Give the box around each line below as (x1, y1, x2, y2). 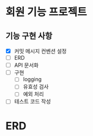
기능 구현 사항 (5, 31, 53, 41)
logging (23, 76, 42, 83)
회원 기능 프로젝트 (5, 5, 87, 19)
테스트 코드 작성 (14, 98, 51, 105)
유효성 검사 (23, 83, 49, 90)
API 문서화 (14, 61, 39, 69)
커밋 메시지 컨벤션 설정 (14, 48, 67, 54)
